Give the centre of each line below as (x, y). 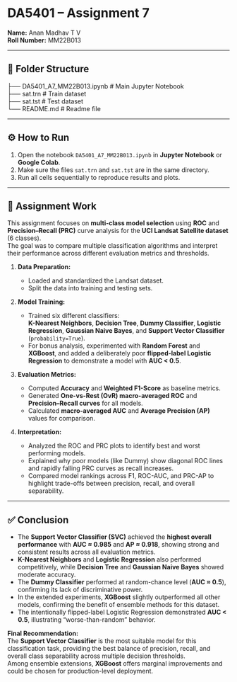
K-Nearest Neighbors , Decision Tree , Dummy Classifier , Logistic (124, 323)
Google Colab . (39, 162)
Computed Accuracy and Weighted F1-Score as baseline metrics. (124, 388)
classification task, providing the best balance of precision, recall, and (109, 649)
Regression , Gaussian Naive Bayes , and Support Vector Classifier (126, 331)
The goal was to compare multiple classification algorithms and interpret (113, 246)
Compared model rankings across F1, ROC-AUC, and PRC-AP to (121, 476)
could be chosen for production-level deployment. (80, 671)
